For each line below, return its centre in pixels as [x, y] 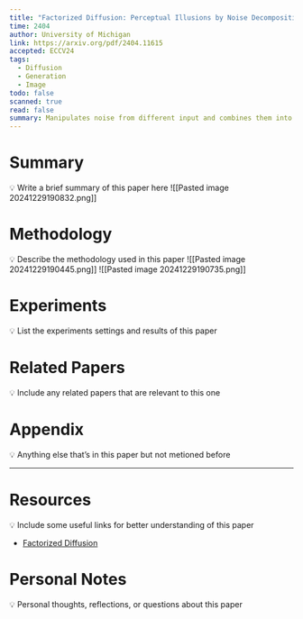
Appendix [46, 430]
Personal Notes [68, 579]
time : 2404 [30, 26]
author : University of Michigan [70, 34]
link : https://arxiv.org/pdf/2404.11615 [87, 43]
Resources [50, 500]
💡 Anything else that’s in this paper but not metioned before [120, 454]
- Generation [42, 77]
